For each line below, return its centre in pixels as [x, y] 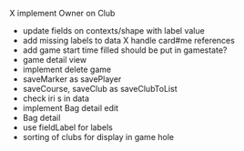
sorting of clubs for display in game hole [98, 137]
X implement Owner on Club [62, 13]
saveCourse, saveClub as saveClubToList [100, 89]
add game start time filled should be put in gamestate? [125, 50]
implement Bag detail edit [71, 108]
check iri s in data [56, 98]
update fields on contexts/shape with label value [113, 30]
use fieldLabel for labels [68, 127]
